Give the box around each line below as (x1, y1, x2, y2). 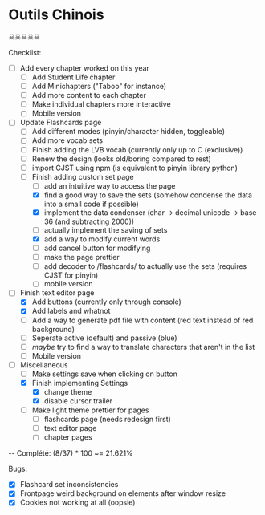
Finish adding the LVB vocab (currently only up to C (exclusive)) (31, 144, 243, 154)
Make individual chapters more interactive (31, 99, 171, 109)
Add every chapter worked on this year (19, 63, 150, 73)
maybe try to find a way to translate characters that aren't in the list (31, 342, 255, 351)
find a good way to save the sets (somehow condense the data (43, 190, 253, 200)
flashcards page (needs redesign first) (43, 415, 171, 424)
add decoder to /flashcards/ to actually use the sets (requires (43, 262, 247, 271)
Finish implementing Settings (31, 378, 128, 387)
